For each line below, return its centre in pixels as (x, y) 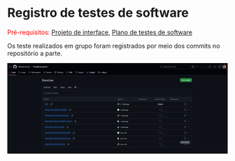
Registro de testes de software (98, 13)
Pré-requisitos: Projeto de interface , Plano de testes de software (100, 32)
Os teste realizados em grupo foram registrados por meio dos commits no (114, 45)
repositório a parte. (35, 53)
